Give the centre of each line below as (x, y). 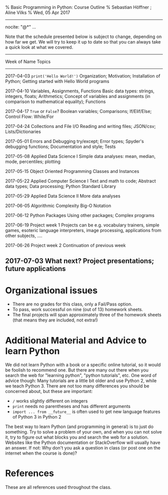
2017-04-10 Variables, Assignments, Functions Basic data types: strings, (80, 91)
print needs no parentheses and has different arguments (71, 406)
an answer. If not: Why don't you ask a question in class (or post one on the (83, 448)
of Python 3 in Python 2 (37, 417)
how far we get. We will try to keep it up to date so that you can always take (83, 42)
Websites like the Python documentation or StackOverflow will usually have (83, 442)
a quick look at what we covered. (39, 47)
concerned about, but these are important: (49, 391)
